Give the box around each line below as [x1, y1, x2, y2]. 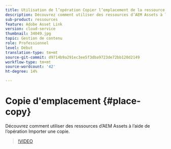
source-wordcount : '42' [5, 64, 56, 69]
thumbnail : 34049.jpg [5, 31, 51, 36]
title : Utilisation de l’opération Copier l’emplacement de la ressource [5, 7, 165, 13]
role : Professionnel [5, 41, 49, 46]
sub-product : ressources [5, 17, 58, 22]
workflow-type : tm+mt [5, 59, 51, 65]
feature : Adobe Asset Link [5, 21, 63, 27]
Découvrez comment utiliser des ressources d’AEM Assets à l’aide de [5, 123, 150, 129]
